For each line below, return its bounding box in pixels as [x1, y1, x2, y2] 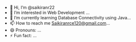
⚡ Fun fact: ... [9, 33, 37, 38]
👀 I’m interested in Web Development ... [9, 10, 90, 15]
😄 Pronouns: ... [9, 27, 42, 33]
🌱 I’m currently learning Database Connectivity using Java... [9, 15, 131, 20]
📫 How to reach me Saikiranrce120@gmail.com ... [9, 20, 110, 26]
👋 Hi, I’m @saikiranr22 [9, 5, 55, 10]
